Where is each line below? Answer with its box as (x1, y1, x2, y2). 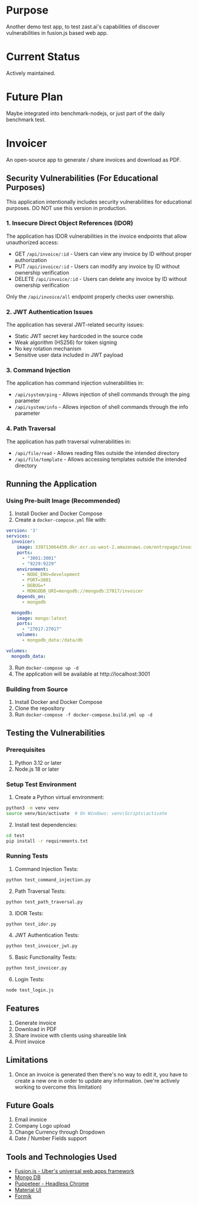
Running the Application (6, 479, 97, 489)
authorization (14, 256, 47, 263)
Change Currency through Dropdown (14, 1128, 105, 1136)
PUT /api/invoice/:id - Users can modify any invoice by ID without (14, 263, 180, 270)
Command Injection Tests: (14, 865, 78, 872)
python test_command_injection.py (6, 877, 91, 883)
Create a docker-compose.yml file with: (14, 516, 107, 523)
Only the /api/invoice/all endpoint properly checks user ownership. (6, 293, 175, 300)
